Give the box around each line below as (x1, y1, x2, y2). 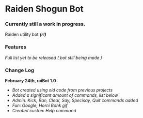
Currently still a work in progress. (5, 21, 86, 28)
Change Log (5, 67, 34, 74)
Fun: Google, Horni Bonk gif (12, 103, 68, 108)
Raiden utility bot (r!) (5, 31, 47, 37)
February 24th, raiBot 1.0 (5, 78, 57, 84)
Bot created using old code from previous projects (12, 87, 113, 93)
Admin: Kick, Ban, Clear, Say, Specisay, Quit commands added (12, 98, 138, 103)
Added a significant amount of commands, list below (12, 92, 118, 98)
